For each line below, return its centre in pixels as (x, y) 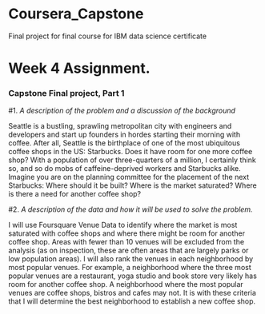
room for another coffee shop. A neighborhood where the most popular (126, 284)
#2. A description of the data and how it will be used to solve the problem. (130, 209)
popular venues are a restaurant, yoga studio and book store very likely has (133, 276)
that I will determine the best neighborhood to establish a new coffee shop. (132, 301)
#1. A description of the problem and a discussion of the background (122, 111)
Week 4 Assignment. (79, 68)
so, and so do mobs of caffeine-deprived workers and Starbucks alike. (125, 169)
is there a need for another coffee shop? (75, 194)
